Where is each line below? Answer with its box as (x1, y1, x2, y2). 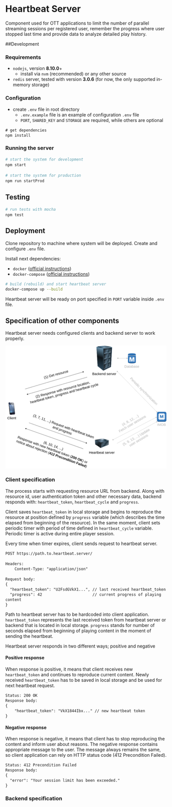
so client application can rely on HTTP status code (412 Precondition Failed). (5, 752, 167, 758)
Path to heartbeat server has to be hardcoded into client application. (5, 611, 149, 617)
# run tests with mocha (5, 207, 56, 212)
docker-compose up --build (5, 287, 63, 292)
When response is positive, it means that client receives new (5, 666, 133, 672)
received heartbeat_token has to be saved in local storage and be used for (5, 677, 162, 683)
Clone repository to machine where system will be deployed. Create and (5, 240, 158, 246)
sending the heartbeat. (5, 633, 54, 639)
